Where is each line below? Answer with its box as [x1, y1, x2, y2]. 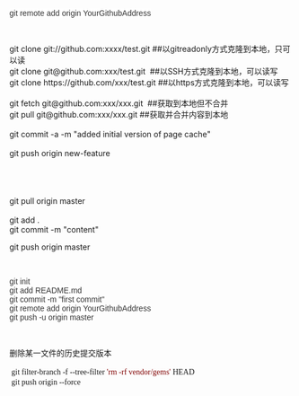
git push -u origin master [9, 312, 94, 322]
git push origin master [9, 242, 91, 252]
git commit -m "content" [9, 224, 99, 234]
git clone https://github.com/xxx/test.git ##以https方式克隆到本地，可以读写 [9, 77, 289, 88]
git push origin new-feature [9, 148, 110, 158]
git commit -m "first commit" [9, 295, 105, 304]
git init [9, 277, 31, 286]
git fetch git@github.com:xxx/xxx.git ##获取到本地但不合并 [9, 98, 229, 109]
